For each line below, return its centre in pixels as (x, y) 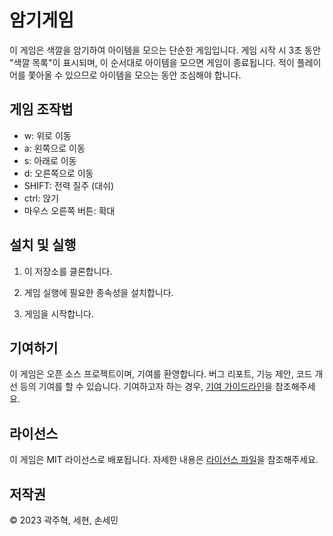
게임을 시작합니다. (58, 313)
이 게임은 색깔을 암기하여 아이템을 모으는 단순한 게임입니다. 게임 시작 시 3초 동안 (165, 50)
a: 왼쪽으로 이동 (54, 148)
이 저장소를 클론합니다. (68, 271)
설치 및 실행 (43, 245)
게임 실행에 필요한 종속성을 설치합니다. (98, 292)
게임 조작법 (41, 109)
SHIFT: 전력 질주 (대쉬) (69, 185)
